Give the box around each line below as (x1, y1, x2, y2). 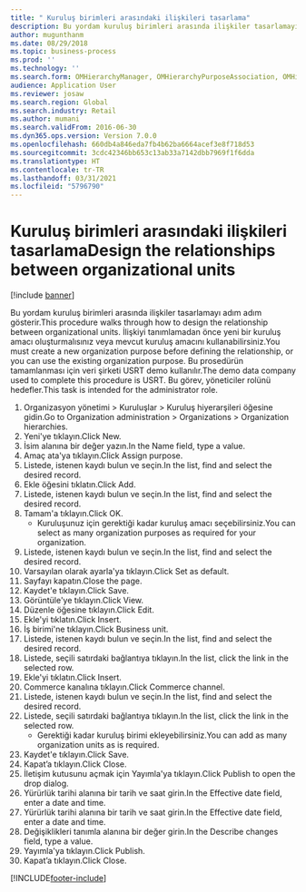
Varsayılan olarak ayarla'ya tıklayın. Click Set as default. (23, 566, 230, 577)
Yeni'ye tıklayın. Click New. (23, 431, 122, 442)
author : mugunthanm (10, 30, 84, 39)
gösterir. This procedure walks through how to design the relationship (10, 317, 269, 328)
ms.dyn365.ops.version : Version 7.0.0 (10, 132, 157, 141)
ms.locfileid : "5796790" (10, 182, 104, 191)
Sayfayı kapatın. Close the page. (23, 575, 143, 586)
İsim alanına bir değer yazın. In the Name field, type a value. (23, 441, 246, 452)
